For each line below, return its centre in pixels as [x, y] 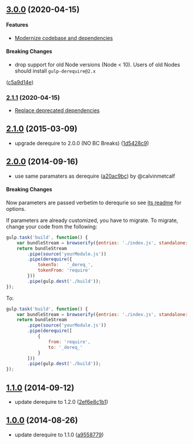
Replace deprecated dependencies [57, 110]
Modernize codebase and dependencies [64, 38]
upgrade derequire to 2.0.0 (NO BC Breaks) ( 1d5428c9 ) [82, 143]
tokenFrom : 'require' [64, 270]
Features [17, 25]
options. [16, 208]
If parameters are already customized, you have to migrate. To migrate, [92, 220]
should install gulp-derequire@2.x [55, 71]
